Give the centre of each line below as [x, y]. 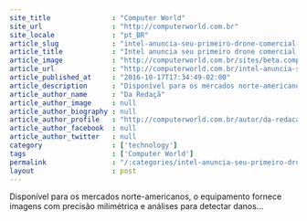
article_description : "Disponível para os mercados [122, 86]
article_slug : [63, 43]
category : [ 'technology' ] [94, 145]
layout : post [73, 171]
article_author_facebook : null [73, 129]
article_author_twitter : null [73, 137]
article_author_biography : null [73, 111]
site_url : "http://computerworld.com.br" [124, 26]
